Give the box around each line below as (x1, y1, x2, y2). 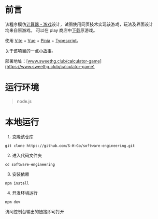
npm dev (5, 199, 21, 204)
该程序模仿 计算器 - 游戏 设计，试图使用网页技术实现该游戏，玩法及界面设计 (5, 21, 154, 27)
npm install (5, 181, 29, 186)
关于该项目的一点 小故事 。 (5, 48, 56, 54)
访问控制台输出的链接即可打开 (5, 208, 64, 214)
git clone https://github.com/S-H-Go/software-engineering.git (5, 143, 135, 148)
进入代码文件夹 (12, 152, 42, 158)
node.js (16, 98, 32, 104)
